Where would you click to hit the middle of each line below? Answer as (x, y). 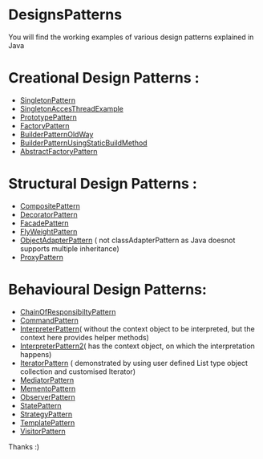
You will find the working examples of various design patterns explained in (131, 37)
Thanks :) (24, 446)
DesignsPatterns (65, 15)
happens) (36, 354)
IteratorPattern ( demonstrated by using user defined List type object (134, 363)
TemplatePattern (47, 422)
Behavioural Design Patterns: (107, 290)
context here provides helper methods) (85, 337)
